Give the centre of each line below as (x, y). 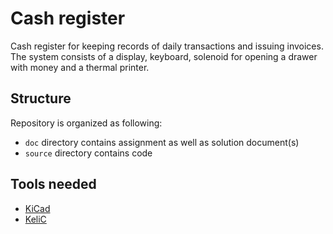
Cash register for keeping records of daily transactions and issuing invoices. (167, 46)
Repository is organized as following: (86, 123)
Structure (41, 98)
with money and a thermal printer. (80, 67)
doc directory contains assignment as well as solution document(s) (162, 142)
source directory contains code (88, 153)
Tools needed (53, 184)
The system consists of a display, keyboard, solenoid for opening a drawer (164, 56)
